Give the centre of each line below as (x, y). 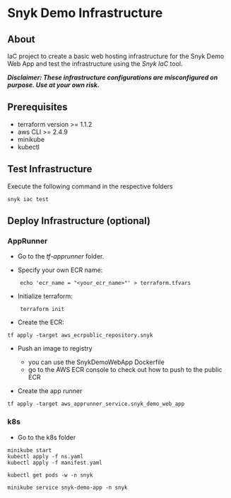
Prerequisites (37, 107)
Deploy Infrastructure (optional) (79, 221)
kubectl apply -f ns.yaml (45, 456)
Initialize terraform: (45, 296)
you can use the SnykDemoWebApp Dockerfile (96, 362)
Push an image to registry (55, 349)
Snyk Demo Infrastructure (85, 13)
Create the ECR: (41, 322)
